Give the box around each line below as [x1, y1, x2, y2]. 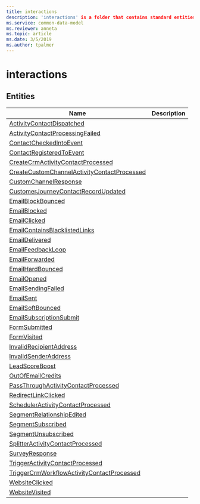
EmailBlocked [9, 207, 47, 215]
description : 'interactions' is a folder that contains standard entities [6, 14, 196, 20]
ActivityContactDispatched [9, 119, 85, 127]
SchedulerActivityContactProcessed [9, 401, 111, 409]
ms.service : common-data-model [6, 20, 84, 26]
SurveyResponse [9, 449, 57, 457]
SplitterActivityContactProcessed [9, 440, 102, 448]
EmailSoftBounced [9, 303, 61, 312]
